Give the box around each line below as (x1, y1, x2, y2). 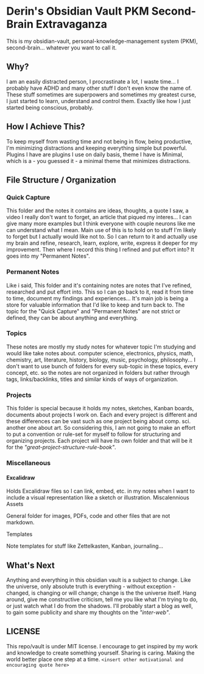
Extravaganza (35, 17, 108, 31)
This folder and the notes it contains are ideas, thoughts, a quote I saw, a (6, 207, 189, 214)
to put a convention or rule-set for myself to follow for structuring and (6, 430, 181, 438)
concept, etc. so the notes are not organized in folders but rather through (6, 369, 190, 376)
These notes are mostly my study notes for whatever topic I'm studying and (6, 343, 196, 350)
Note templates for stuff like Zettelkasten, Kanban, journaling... (6, 542, 163, 550)
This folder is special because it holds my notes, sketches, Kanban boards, (6, 405, 194, 412)
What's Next (6, 560, 55, 570)
